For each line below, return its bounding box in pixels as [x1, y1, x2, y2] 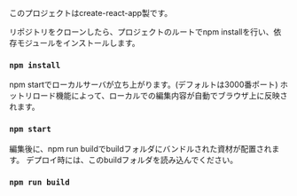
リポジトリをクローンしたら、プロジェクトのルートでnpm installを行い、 [9, 27, 274, 37]
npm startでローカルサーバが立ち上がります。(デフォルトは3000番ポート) [9, 79, 278, 90]
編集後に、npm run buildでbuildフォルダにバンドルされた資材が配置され [9, 143, 272, 153]
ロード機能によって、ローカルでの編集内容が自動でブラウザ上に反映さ [32, 90, 288, 101]
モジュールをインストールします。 [16, 38, 140, 48]
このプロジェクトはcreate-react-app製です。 [9, 8, 173, 18]
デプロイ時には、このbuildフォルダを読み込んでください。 [26, 154, 238, 165]
